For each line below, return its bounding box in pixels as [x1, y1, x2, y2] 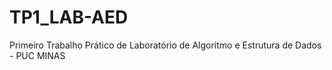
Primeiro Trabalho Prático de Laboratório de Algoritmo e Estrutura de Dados [9, 39, 322, 51]
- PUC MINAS [9, 49, 66, 61]
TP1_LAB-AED [9, 6, 129, 29]
